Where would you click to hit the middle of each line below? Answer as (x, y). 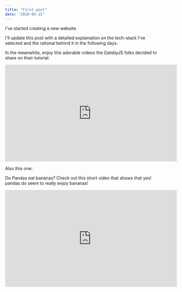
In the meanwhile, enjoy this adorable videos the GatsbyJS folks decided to (81, 53)
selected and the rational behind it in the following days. (62, 43)
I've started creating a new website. (41, 28)
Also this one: (19, 168)
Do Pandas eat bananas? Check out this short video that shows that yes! (78, 178)
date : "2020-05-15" (25, 14)
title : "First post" (26, 10)
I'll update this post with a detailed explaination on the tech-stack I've (75, 38)
